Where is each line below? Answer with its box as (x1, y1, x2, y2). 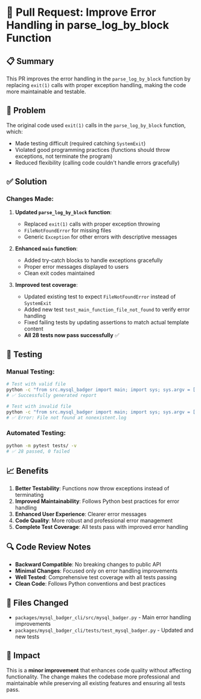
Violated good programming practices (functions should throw (14, 146, 170, 153)
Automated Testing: (6, 429, 66, 438)
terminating (14, 491, 44, 499)
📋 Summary (6, 56, 54, 66)
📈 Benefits (6, 465, 49, 476)
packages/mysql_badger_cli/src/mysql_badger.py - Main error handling (14, 614, 191, 621)
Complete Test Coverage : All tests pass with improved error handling (14, 523, 188, 531)
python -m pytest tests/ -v (6, 442, 77, 448)
